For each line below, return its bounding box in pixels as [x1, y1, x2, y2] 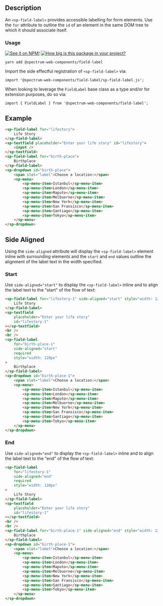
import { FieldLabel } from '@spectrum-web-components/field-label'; [5, 101, 149, 106]
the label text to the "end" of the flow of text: [5, 455, 95, 461]
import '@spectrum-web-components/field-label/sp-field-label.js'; [5, 78, 145, 83]
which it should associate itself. [5, 27, 68, 33]
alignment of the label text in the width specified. [5, 258, 103, 264]
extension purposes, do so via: [5, 92, 67, 97]
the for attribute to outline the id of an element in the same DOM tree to [5, 22, 149, 28]
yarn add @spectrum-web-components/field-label [5, 60, 103, 65]
